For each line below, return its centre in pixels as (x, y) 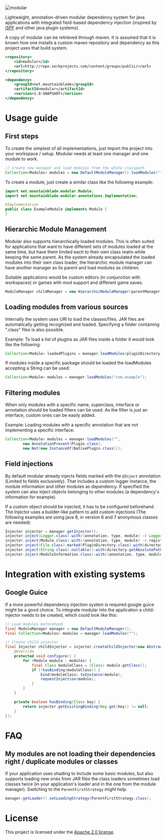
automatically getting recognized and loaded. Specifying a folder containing (82, 324)
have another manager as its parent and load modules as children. (72, 267)
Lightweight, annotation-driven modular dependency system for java (75, 17)
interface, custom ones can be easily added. (50, 415)
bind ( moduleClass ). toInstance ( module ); (81, 674)
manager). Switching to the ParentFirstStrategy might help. (66, 789)
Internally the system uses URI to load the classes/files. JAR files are (75, 319)
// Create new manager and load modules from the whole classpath (75, 168)
